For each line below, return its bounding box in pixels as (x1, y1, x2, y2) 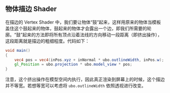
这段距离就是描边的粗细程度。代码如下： (5, 38, 90, 44)
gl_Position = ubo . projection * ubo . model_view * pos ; (14, 62, 133, 67)
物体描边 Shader (5, 5, 57, 14)
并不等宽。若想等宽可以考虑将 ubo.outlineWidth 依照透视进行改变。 (5, 82, 146, 89)
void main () (5, 48, 30, 53)
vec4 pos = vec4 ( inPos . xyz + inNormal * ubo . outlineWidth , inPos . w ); (14, 57, 164, 62)
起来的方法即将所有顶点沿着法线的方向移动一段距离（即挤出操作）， (22, 32, 162, 38)
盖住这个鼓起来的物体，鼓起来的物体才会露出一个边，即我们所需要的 (5, 25, 147, 31)
